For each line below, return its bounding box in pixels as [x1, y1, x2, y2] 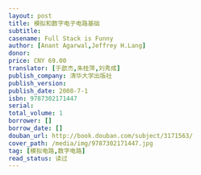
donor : [8, 49, 31, 57]
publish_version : [8, 79, 67, 87]
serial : [8, 102, 35, 110]
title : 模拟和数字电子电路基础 [8, 19, 100, 27]
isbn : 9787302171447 [8, 94, 78, 102]
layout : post [8, 11, 52, 20]
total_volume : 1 [8, 110, 63, 118]
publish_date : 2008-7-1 [8, 86, 89, 95]
